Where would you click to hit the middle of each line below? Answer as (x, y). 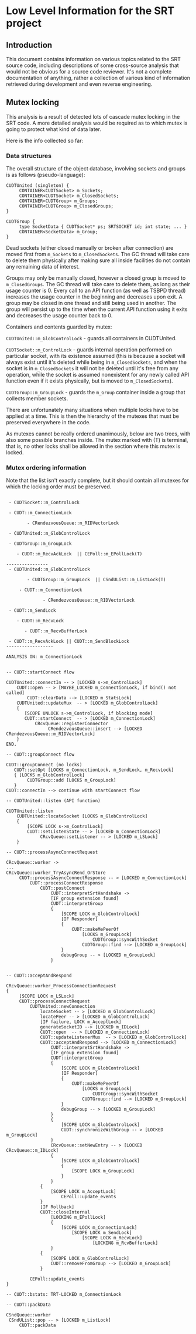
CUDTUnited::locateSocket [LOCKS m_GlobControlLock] (82, 816)
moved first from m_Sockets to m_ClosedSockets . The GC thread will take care (98, 254)
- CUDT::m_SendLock (32, 611)
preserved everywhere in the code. (48, 423)
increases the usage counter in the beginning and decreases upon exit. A (94, 297)
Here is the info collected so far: (45, 140)
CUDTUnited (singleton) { (37, 186)
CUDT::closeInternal (65, 1212)
